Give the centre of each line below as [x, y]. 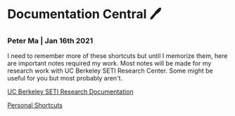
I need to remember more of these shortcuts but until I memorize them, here [118, 56]
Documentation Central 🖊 [84, 14]
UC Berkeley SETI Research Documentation [70, 92]
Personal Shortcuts [35, 106]
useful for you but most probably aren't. [65, 78]
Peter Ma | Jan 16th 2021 [50, 41]
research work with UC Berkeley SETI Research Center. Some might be [110, 71]
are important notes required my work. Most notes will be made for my [109, 64]
